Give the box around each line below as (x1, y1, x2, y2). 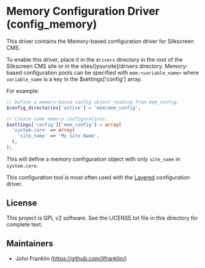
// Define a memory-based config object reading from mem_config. (6, 99, 179, 105)
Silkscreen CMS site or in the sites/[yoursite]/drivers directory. (6, 62, 164, 70)
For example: (6, 87, 40, 94)
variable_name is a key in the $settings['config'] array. (6, 75, 143, 83)
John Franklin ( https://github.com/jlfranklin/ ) (15, 255, 127, 262)
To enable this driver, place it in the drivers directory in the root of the (6, 56, 183, 63)
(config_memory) (6, 17, 97, 31)
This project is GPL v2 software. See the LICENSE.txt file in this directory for (6, 214, 198, 221)
